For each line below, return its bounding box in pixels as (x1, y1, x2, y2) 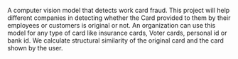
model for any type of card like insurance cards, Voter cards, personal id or (7, 28, 227, 37)
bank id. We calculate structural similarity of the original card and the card (7, 36, 224, 45)
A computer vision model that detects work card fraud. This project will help (7, 6, 230, 14)
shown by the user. (7, 44, 63, 52)
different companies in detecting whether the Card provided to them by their (7, 14, 231, 22)
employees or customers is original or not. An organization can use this (7, 21, 216, 29)
